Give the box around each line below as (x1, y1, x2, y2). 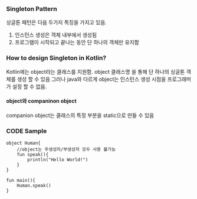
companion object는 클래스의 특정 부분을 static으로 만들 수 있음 (6, 112, 155, 119)
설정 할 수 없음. (12, 83, 47, 90)
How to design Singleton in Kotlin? (6, 54, 107, 62)
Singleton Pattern (6, 5, 58, 13)
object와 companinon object (6, 97, 77, 105)
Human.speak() (17, 182, 51, 189)
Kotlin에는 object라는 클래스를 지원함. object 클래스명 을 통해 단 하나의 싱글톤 (6, 68, 185, 75)
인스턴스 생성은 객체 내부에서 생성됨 (14, 31, 97, 38)
